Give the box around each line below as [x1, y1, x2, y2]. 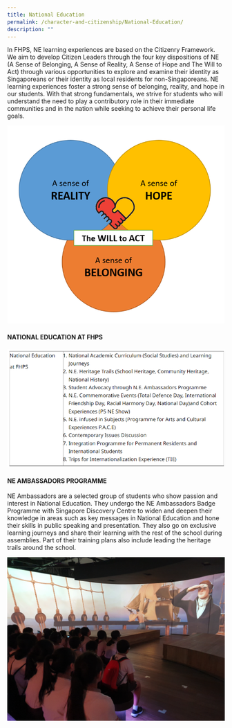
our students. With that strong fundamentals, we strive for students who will [7, 90, 223, 98]
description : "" [7, 26, 54, 33]
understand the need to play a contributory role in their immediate [7, 97, 195, 105]
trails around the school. [7, 544, 77, 552]
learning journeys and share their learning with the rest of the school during [7, 529, 222, 537]
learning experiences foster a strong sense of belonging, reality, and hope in [7, 82, 224, 91]
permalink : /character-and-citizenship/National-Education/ [7, 18, 184, 26]
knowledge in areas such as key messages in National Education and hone [7, 514, 220, 522]
